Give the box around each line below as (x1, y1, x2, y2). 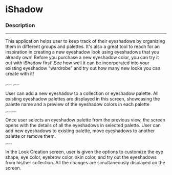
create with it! (5, 70, 34, 77)
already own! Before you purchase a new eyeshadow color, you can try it (5, 55, 159, 61)
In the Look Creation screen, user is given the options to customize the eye (5, 149, 163, 155)
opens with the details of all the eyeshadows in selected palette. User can (5, 122, 161, 129)
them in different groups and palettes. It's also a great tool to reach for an (5, 43, 160, 49)
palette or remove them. (5, 133, 56, 139)
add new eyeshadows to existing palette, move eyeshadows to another (5, 128, 155, 134)
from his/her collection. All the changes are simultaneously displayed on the (5, 160, 165, 166)
